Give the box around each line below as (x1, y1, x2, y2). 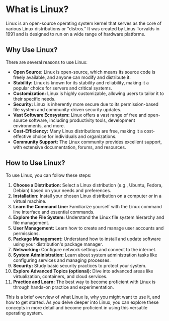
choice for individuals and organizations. (32, 133, 117, 140)
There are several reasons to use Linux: (6, 59, 88, 65)
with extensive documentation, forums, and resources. (13, 144, 126, 150)
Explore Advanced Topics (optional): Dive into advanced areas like (13, 268, 153, 274)
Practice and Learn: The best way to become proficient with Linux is (13, 279, 156, 285)
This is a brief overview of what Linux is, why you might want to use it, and (6, 294, 160, 300)
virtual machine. (13, 198, 47, 204)
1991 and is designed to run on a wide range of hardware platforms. (6, 31, 145, 37)
